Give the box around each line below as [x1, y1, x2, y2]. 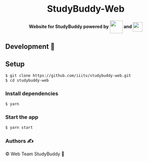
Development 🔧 [5, 42, 55, 51]
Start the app [5, 113, 39, 120]
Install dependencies [5, 90, 59, 97]
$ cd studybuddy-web [5, 77, 50, 83]
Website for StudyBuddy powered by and [29, 23, 132, 30]
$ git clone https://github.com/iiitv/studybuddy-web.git [5, 73, 131, 78]
